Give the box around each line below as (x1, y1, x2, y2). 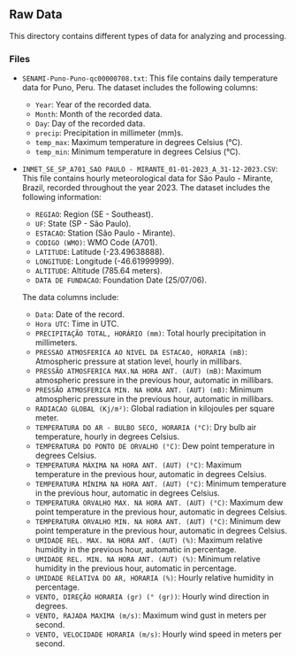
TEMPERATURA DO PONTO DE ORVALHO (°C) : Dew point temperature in (34, 441, 276, 451)
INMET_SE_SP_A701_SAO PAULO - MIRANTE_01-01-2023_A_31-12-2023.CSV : (21, 164, 278, 174)
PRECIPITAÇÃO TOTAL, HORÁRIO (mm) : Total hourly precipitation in (34, 328, 267, 339)
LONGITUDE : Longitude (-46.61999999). (34, 256, 175, 266)
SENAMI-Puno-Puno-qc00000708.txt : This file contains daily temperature (21, 73, 278, 83)
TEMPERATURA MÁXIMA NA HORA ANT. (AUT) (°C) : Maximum (34, 459, 242, 470)
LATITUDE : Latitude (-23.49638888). (34, 247, 165, 258)
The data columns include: (21, 292, 119, 303)
